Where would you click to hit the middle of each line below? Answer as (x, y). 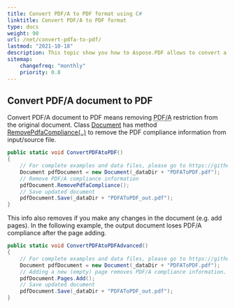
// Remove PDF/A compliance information (79, 178)
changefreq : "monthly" (53, 66)
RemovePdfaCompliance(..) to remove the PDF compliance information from (117, 132)
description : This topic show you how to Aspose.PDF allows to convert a (117, 53)
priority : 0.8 (40, 72)
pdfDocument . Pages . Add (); (58, 278)
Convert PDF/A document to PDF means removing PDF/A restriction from (113, 118)
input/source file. (32, 140)
